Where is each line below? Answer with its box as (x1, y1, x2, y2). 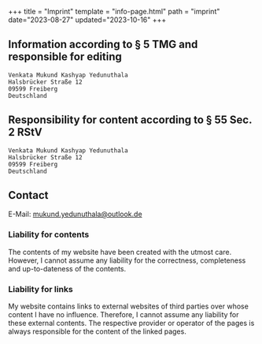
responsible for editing (8, 50, 122, 64)
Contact (8, 189, 49, 202)
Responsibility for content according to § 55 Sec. (8, 114, 253, 127)
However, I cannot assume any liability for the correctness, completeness (8, 256, 246, 265)
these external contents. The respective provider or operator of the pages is (8, 319, 255, 328)
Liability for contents (8, 229, 90, 240)
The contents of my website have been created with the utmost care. (8, 247, 232, 256)
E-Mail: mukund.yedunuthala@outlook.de (8, 209, 143, 219)
